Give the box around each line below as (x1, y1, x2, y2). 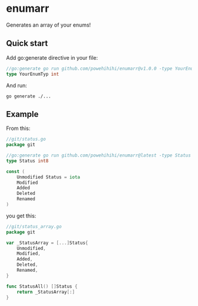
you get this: (6, 212, 37, 219)
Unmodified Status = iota (16, 174, 81, 180)
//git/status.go (6, 136, 46, 142)
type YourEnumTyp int (6, 71, 60, 77)
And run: (6, 82, 28, 89)
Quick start (6, 38, 48, 48)
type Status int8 (6, 158, 49, 164)
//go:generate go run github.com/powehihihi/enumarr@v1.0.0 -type (6, 66, 173, 71)
